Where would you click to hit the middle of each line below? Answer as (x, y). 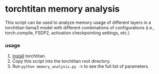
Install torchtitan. (29, 56)
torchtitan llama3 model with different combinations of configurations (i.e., (80, 27)
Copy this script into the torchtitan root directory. (61, 61)
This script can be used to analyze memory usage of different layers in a (78, 22)
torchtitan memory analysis (62, 9)
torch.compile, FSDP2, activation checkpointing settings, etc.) (67, 33)
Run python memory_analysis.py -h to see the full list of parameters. (80, 66)
